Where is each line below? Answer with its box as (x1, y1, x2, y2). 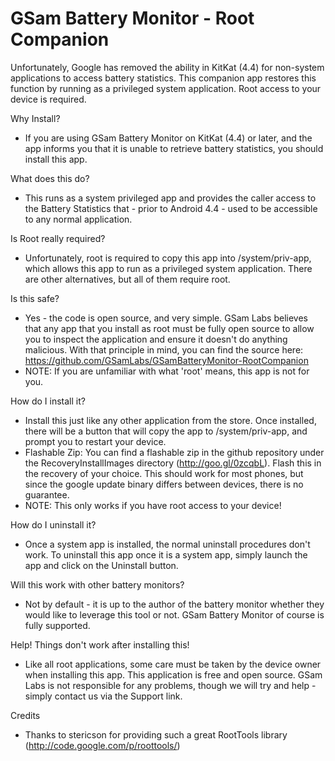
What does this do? (10, 172, 90, 184)
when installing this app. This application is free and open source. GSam (24, 668, 323, 681)
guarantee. (24, 488, 70, 501)
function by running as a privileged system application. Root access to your (10, 82, 322, 94)
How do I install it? (10, 395, 86, 407)
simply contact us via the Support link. (24, 690, 183, 702)
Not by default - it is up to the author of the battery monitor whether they (24, 598, 325, 610)
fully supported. (24, 619, 91, 631)
